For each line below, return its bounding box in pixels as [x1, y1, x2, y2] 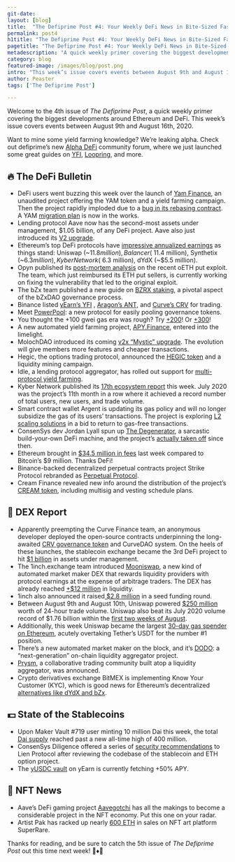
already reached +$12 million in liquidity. [17, 584, 134, 593]
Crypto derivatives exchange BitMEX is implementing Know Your [17, 673, 204, 682]
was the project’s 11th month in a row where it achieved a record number [17, 389, 226, 398]
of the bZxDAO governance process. [17, 293, 124, 301]
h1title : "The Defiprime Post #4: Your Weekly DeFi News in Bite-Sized [7, 36, 220, 43]
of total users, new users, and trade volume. [17, 397, 145, 405]
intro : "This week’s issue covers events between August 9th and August [7, 69, 224, 76]
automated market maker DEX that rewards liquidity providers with [17, 569, 209, 577]
